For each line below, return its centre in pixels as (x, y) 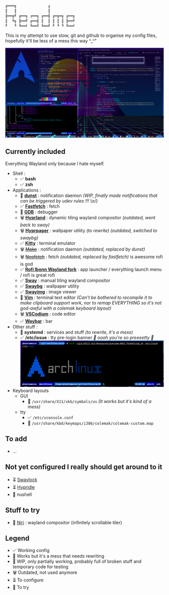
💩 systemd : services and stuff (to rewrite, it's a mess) (76, 332)
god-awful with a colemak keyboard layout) (66, 308)
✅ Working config (31, 551)
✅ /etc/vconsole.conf (51, 418)
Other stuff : (25, 327)
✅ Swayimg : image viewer (48, 292)
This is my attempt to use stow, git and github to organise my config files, (81, 35)
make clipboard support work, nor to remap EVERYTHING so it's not (91, 303)
